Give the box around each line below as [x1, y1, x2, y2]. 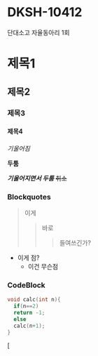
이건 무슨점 [27, 262, 58, 270]
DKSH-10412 [7, 4, 83, 20]
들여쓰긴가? [59, 238, 91, 246]
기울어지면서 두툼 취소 [7, 173, 68, 183]
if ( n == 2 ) [13, 303, 39, 310]
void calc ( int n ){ [7, 296, 61, 303]
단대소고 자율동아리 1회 [7, 28, 70, 37]
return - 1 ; [13, 309, 45, 316]
